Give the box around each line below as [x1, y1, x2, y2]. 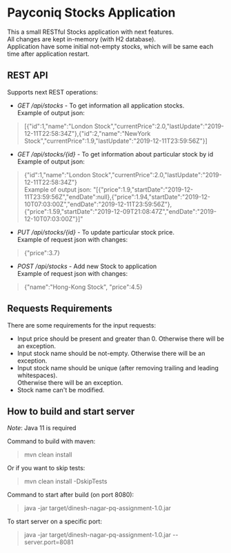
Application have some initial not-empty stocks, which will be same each [7, 42, 214, 50]
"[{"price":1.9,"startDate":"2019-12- [92, 185, 194, 194]
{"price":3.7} [23, 248, 61, 257]
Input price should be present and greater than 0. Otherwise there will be [17, 334, 225, 343]
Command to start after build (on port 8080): [7, 491, 134, 499]
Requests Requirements [7, 303, 112, 314]
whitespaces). [17, 371, 58, 379]
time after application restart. [7, 50, 90, 58]
